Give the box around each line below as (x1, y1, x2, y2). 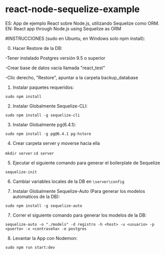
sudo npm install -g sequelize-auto (5, 203, 82, 208)
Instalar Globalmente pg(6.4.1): (12, 121, 77, 127)
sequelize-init (5, 169, 37, 175)
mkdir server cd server (5, 150, 54, 156)
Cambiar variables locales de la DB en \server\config (12, 178, 125, 184)
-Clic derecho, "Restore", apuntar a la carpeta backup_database (5, 74, 138, 80)
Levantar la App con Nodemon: (12, 235, 78, 241)
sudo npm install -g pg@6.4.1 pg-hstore (5, 131, 92, 136)
